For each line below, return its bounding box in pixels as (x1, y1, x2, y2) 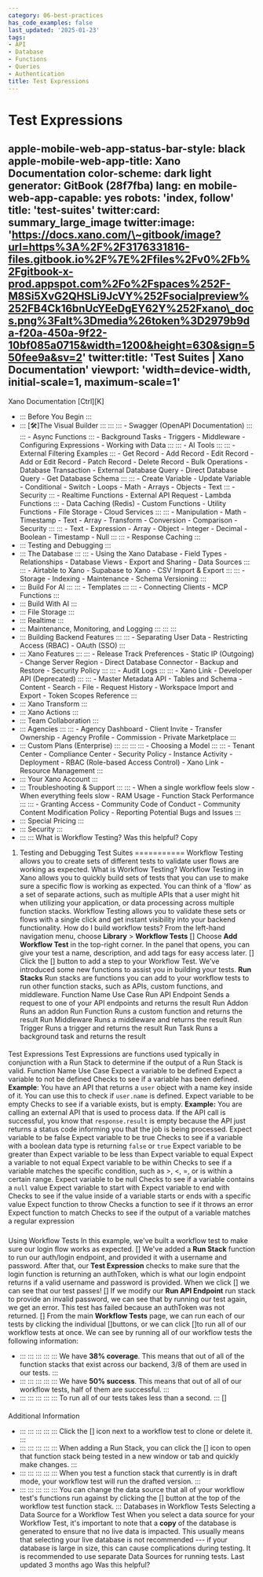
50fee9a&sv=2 (8, 351, 83, 365)
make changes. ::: (19, 1459, 78, 1469)
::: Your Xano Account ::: (19, 774, 98, 783)
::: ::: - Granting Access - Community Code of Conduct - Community (19, 799, 241, 809)
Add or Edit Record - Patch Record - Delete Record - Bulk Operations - (19, 457, 249, 466)
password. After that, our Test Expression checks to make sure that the (8, 1261, 240, 1271)
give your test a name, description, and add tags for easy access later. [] (19, 948, 254, 957)
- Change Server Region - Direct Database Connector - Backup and (19, 657, 239, 666)
